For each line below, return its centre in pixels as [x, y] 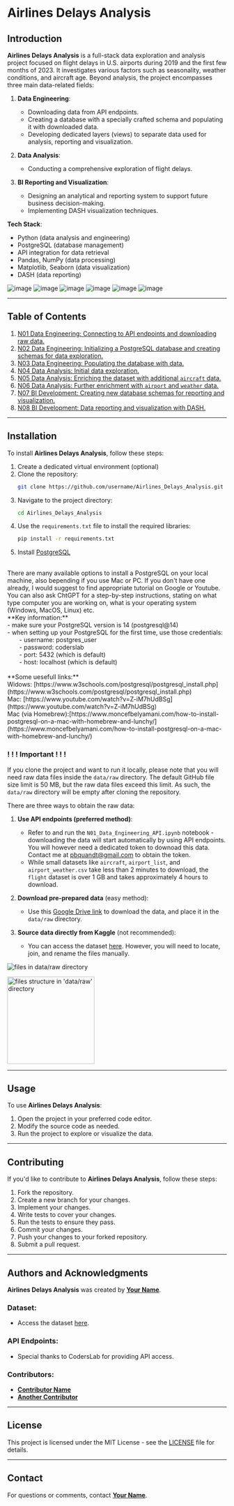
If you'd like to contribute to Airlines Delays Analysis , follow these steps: [112, 1179]
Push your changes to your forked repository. [83, 1237]
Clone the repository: [48, 474]
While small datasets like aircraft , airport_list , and [104, 862]
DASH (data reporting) [49, 275]
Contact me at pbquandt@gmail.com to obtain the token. [109, 855]
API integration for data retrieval [63, 252]
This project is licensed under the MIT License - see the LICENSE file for [111, 1442]
